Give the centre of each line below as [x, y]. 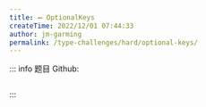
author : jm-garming [46, 34]
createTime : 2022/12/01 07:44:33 [72, 26]
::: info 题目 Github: [44, 69]
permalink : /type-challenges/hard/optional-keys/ [104, 42]
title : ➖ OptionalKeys [52, 17]
